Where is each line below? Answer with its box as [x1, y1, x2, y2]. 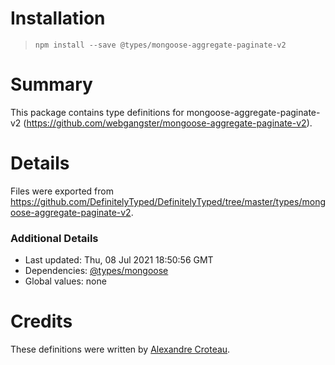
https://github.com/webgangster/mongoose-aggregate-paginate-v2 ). [26, 117, 313, 129]
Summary [10, 73, 93, 96]
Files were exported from [10, 185, 114, 197]
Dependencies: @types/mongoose [24, 265, 169, 277]
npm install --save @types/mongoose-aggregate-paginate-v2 [34, 40, 287, 50]
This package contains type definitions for [10, 106, 185, 118]
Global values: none [24, 275, 107, 287]
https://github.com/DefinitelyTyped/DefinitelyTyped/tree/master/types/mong [10, 195, 326, 207]
